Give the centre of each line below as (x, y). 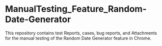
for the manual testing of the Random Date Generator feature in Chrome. (78, 38)
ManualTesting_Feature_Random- (76, 9)
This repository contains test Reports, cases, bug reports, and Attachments (81, 33)
